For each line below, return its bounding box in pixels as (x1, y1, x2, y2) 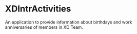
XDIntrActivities (5, 3, 71, 14)
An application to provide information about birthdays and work (5, 19, 133, 25)
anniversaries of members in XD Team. (5, 24, 83, 30)
